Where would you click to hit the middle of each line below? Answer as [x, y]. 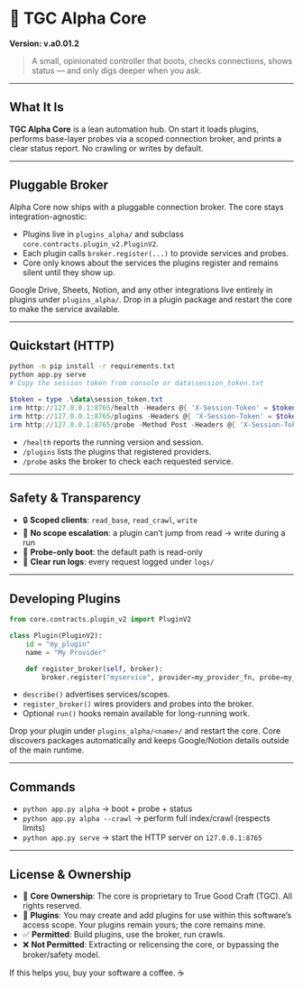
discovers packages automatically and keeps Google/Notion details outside [149, 741]
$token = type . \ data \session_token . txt [87, 400]
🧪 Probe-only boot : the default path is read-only [112, 552]
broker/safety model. [61, 955]
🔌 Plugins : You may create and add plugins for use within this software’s [157, 915]
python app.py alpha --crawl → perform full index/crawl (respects [146, 818]
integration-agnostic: [48, 217]
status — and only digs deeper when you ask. [116, 70]
